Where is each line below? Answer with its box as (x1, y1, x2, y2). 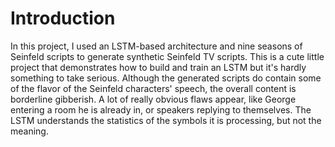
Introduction (10, 7, 116, 30)
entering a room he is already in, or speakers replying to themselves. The (10, 103, 312, 116)
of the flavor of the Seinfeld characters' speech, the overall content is (10, 82, 297, 94)
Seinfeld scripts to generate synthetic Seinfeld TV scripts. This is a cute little (10, 50, 325, 62)
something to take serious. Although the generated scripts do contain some (10, 72, 322, 84)
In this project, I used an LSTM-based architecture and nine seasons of (10, 40, 303, 52)
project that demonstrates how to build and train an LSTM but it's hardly (10, 61, 307, 73)
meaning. (10, 125, 49, 137)
